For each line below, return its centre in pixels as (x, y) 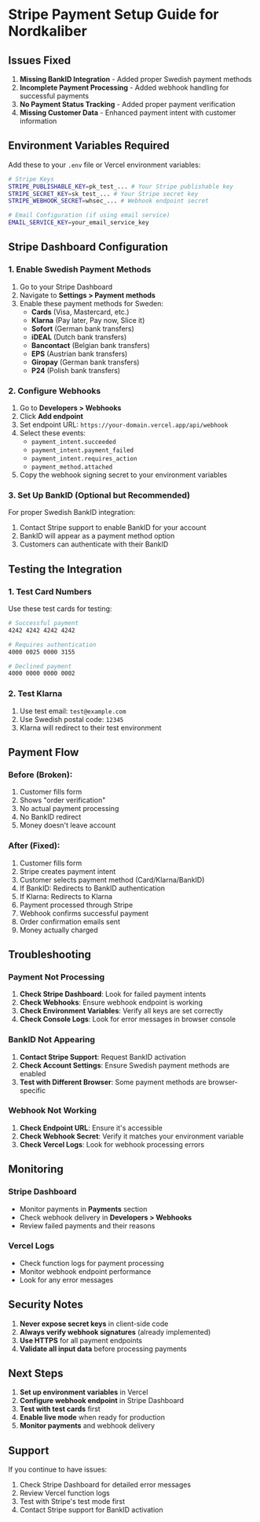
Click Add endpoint (51, 417)
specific (32, 1090)
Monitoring (36, 1170)
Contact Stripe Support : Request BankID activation (103, 1057)
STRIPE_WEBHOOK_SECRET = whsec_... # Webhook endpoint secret (109, 201)
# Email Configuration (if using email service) (89, 215)
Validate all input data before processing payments (103, 1349)
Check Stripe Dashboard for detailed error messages (105, 1485)
